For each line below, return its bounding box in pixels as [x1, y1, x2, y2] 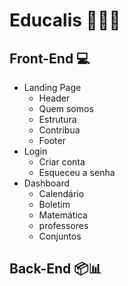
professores [38, 220, 89, 231]
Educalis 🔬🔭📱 [9, 9, 121, 32]
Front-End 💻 [9, 50, 91, 67]
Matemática [38, 209, 88, 221]
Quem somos [38, 103, 94, 114]
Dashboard [23, 177, 71, 189]
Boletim [38, 199, 71, 210]
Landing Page [23, 82, 82, 93]
